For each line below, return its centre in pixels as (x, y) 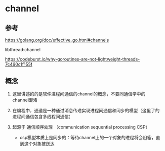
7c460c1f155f (19, 64)
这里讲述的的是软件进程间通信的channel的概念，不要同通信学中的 (79, 93)
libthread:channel (23, 49)
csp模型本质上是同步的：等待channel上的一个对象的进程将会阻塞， (88, 137)
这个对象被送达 (39, 144)
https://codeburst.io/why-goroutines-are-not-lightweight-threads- (72, 59)
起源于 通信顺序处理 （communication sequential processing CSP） (81, 127)
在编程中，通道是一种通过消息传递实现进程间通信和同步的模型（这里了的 (86, 110)
